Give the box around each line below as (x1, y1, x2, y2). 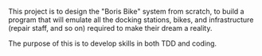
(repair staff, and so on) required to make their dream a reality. (8, 24, 213, 32)
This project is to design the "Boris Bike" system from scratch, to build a (8, 7, 244, 16)
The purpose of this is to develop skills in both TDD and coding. (8, 39, 217, 48)
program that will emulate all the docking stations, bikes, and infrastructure (8, 15, 254, 24)
